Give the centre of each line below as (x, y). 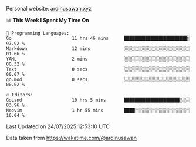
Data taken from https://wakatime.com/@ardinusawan (71, 138)
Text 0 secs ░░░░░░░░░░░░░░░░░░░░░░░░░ (98, 69)
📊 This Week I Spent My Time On (48, 20)
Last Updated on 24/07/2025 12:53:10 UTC (58, 126)
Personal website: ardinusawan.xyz (49, 9)
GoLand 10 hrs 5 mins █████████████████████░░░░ (98, 100)
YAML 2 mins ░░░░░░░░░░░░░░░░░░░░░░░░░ (98, 59)
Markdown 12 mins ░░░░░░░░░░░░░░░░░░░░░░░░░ (98, 49)
